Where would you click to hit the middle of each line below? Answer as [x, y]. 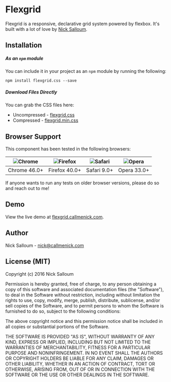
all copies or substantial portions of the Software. [57, 327]
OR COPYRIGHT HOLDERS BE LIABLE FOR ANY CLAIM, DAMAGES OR [80, 358]
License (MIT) [28, 262]
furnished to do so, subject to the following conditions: [63, 311]
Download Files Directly [31, 92]
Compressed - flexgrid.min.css [45, 120]
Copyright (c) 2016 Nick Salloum [40, 274]
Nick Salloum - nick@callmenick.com [45, 245]
